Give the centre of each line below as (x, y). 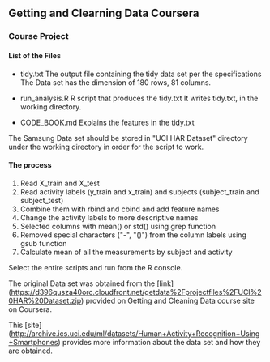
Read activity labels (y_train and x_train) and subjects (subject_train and (139, 192)
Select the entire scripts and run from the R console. (96, 267)
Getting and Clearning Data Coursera (104, 13)
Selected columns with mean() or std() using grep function (118, 226)
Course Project (39, 36)
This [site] (25, 325)
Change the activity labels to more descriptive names (109, 217)
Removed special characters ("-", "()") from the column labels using (133, 235)
